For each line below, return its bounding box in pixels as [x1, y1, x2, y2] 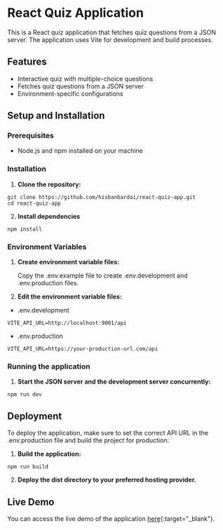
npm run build [7, 463, 49, 470]
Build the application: [17, 450, 81, 458]
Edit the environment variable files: [17, 292, 123, 301]
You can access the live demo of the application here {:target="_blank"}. [7, 514, 215, 523]
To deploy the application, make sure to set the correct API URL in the [7, 429, 209, 437]
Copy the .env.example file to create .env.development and [17, 271, 188, 280]
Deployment [7, 410, 62, 422]
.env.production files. [17, 279, 79, 287]
